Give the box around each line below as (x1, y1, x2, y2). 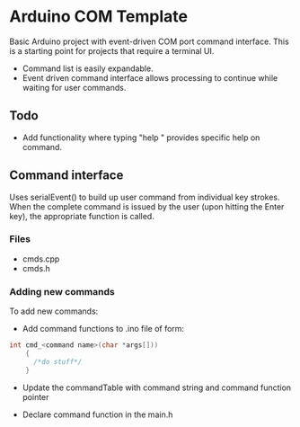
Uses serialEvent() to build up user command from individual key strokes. (9, 191, 280, 202)
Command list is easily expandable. (22, 63, 154, 74)
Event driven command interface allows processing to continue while (22, 72, 278, 83)
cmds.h (22, 262, 51, 273)
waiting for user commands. (22, 82, 127, 93)
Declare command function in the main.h (22, 409, 173, 420)
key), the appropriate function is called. (9, 210, 154, 221)
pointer (22, 391, 49, 402)
